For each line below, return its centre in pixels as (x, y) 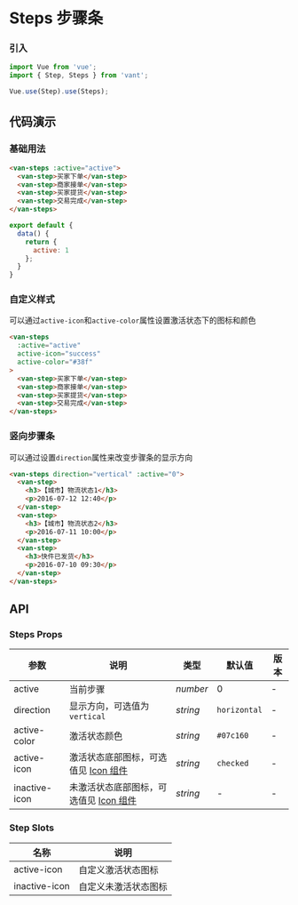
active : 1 (51, 250)
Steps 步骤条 (56, 18)
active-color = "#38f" (55, 362)
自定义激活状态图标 (119, 869)
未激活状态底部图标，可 (118, 788)
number (192, 689)
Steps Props (36, 635)
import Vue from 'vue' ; (53, 68)
